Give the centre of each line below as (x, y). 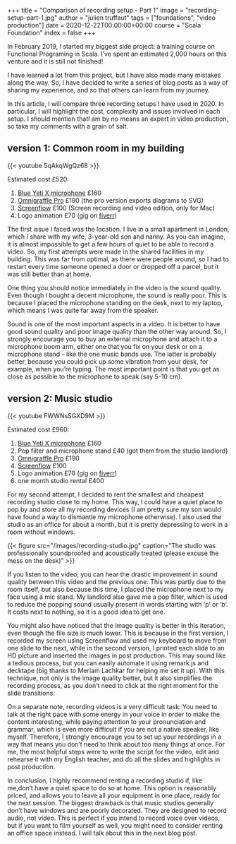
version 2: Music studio (60, 399)
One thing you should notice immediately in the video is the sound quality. (114, 287)
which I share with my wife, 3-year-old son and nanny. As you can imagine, (116, 237)
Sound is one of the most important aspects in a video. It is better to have (114, 323)
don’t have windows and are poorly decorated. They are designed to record (117, 810)
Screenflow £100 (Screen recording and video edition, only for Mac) (116, 208)
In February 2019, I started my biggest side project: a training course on (111, 46)
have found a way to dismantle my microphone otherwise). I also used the (114, 517)
